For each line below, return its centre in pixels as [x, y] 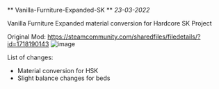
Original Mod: [27, 37]
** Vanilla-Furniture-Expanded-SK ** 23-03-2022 [79, 10]
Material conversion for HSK [58, 71]
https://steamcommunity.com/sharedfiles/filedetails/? [124, 37]
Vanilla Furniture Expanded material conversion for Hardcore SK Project [109, 23]
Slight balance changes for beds [64, 78]
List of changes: [30, 57]
